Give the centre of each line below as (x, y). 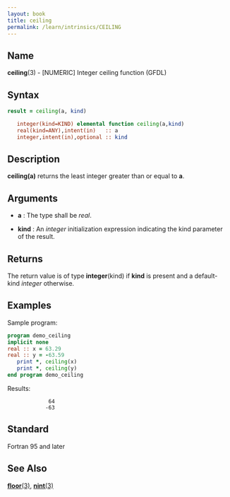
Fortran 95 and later (36, 446)
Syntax (23, 95)
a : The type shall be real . (54, 216)
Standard (28, 429)
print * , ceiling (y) (47, 368)
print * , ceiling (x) (47, 362)
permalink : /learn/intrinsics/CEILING (64, 27)
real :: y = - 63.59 (36, 355)
